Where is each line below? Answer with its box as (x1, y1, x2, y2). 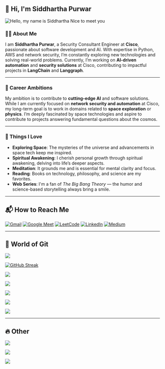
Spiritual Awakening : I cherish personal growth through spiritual (12, 155, 143, 161)
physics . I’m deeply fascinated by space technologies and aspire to (5, 111, 142, 117)
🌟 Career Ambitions (5, 85, 53, 91)
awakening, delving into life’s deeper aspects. (12, 160, 105, 166)
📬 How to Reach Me (5, 206, 69, 214)
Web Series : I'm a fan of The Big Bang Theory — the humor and (12, 181, 142, 187)
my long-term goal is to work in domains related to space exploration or (5, 106, 151, 112)
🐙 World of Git (5, 240, 49, 248)
